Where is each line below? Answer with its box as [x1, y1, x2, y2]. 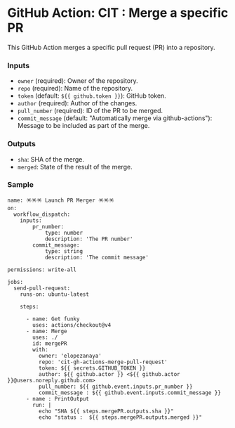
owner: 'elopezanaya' [38, 352, 102, 359]
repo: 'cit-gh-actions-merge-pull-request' [38, 358, 168, 365]
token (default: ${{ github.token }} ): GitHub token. [17, 91, 166, 100]
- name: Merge [25, 328, 68, 335]
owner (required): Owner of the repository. [17, 77, 138, 85]
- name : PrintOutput [25, 395, 90, 402]
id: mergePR [32, 339, 68, 347]
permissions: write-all [7, 266, 77, 273]
